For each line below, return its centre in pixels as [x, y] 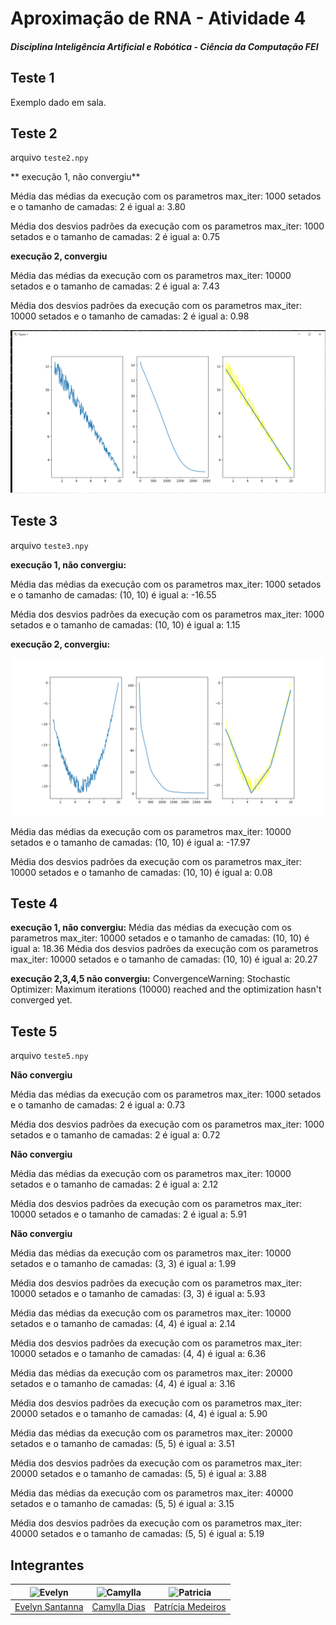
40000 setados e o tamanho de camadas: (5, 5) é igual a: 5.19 [137, 1534]
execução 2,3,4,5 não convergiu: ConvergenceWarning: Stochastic [150, 979]
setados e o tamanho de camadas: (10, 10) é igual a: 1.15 [125, 624]
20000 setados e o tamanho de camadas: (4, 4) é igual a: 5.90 [139, 1414]
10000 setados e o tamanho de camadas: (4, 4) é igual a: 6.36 [138, 1354]
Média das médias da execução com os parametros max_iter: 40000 [152, 1493]
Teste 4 [34, 903]
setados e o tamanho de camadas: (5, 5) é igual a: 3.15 [122, 1504]
